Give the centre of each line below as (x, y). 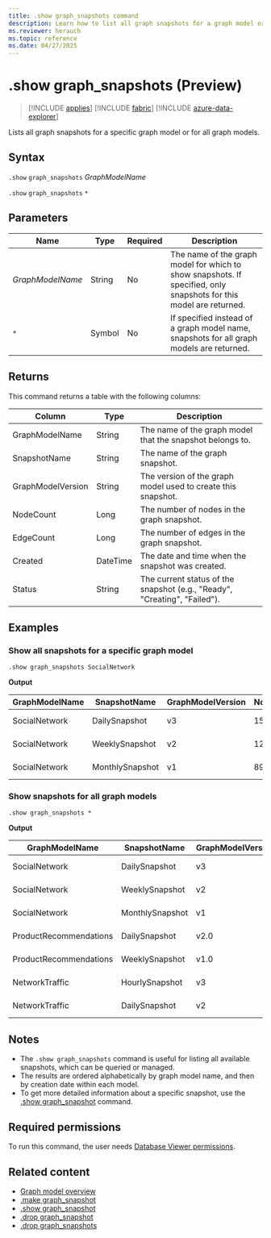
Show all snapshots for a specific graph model (101, 650)
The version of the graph (187, 476)
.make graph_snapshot (58, 1199)
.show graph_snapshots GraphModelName (77, 177)
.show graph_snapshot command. (76, 1102)
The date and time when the (193, 556)
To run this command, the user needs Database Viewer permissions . (122, 1147)
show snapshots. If (206, 274)
